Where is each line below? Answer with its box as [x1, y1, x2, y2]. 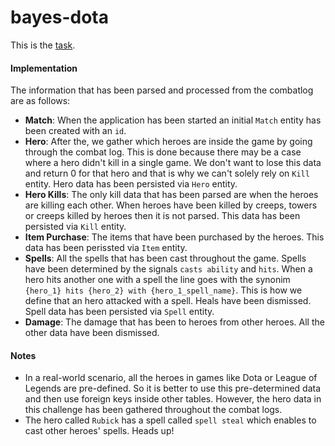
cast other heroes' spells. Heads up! [24, 425, 175, 437]
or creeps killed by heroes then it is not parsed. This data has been [24, 210, 301, 222]
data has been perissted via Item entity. [24, 242, 188, 254]
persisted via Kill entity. [24, 221, 127, 233]
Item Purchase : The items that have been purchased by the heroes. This [24, 231, 325, 243]
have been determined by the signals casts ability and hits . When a [24, 263, 313, 275]
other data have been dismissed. [24, 327, 160, 339]
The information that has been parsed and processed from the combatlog [10, 84, 314, 96]
